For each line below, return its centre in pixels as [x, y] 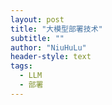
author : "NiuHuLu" [48, 47]
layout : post [37, 19]
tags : [21, 66]
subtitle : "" [37, 38]
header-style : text [51, 57]
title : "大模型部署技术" [56, 29]
